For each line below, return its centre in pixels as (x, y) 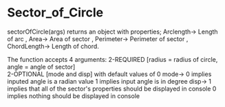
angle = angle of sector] (41, 67)
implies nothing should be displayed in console (73, 96)
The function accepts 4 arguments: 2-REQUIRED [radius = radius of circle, (112, 59)
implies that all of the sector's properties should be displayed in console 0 (112, 88)
